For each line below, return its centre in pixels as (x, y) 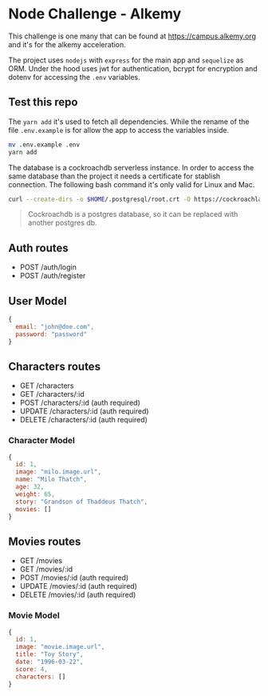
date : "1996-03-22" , (49, 662)
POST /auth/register (53, 276)
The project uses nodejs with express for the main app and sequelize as (126, 60)
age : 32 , (30, 487)
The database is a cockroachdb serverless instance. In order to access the (131, 167)
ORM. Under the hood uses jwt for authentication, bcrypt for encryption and (133, 68)
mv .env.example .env (44, 145)
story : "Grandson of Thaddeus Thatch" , (82, 502)
